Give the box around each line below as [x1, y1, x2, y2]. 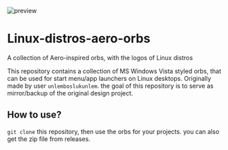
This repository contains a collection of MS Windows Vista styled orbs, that [7, 66, 222, 75]
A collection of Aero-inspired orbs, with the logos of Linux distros [7, 53, 193, 62]
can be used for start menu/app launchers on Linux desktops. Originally [7, 74, 211, 82]
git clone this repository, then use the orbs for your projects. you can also [7, 127, 220, 135]
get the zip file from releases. [7, 135, 91, 143]
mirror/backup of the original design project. [7, 88, 133, 97]
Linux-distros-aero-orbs [7, 31, 151, 46]
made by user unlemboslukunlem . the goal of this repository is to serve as [7, 82, 214, 90]
